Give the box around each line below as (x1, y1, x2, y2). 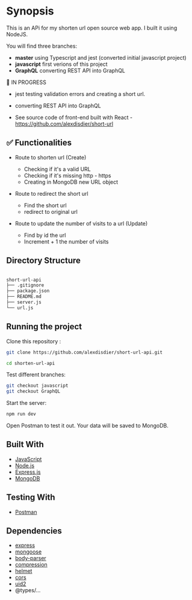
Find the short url (23, 201, 67, 209)
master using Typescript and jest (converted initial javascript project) (14, 54, 187, 61)
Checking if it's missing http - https (23, 172, 111, 179)
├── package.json (6, 288, 50, 294)
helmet (14, 567, 33, 575)
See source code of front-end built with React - (14, 114, 133, 121)
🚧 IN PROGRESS (6, 79, 46, 86)
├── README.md (6, 294, 42, 300)
